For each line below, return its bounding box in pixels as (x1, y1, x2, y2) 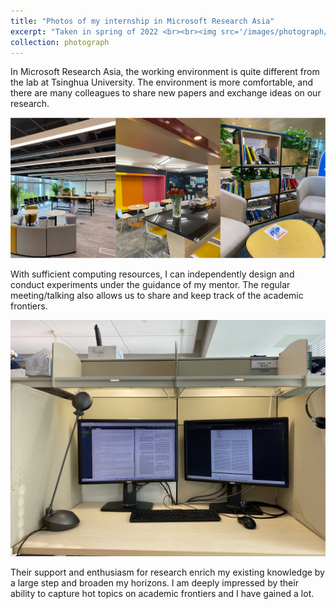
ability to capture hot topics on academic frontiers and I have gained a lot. (10, 588, 315, 600)
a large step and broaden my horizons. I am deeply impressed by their (10, 577, 299, 589)
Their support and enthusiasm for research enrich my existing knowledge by (10, 566, 325, 579)
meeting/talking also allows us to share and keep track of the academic (10, 290, 304, 302)
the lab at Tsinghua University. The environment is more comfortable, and (10, 76, 314, 89)
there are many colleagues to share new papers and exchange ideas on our (10, 87, 322, 99)
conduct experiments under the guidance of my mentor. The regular (10, 279, 291, 291)
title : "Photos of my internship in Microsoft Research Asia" (10, 16, 275, 26)
